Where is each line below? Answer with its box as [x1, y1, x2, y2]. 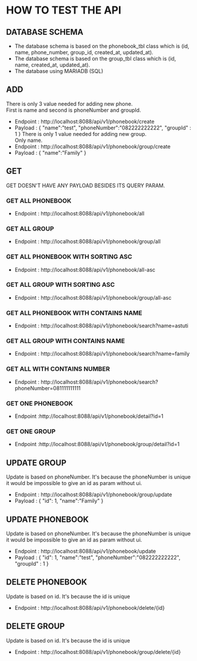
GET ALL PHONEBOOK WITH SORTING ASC [6, 253, 132, 261]
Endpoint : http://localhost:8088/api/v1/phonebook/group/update [14, 491, 172, 498]
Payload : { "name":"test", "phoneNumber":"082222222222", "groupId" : [14, 124, 191, 131]
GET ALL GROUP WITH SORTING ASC [6, 281, 115, 289]
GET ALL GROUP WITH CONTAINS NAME [6, 337, 125, 345]
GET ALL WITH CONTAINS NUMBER [6, 365, 110, 373]
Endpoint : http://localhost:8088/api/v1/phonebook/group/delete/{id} [14, 648, 181, 655]
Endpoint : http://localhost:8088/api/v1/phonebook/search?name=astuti [14, 322, 189, 330]
